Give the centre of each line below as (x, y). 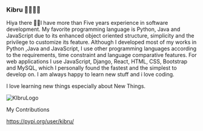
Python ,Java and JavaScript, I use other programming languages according (101, 49)
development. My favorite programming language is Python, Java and (93, 29)
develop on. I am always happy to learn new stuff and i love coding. (90, 75)
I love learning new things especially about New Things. (76, 86)
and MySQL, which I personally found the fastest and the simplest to (92, 68)
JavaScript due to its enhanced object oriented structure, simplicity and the (101, 36)
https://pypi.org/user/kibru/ (40, 121)
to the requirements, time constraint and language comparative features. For (101, 55)
